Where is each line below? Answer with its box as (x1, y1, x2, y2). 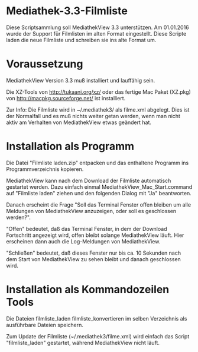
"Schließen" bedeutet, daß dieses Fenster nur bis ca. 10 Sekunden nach (6, 249, 181, 256)
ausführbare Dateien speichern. (6, 321, 84, 328)
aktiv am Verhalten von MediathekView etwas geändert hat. (6, 119, 152, 126)
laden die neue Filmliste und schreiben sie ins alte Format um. (6, 36, 157, 43)
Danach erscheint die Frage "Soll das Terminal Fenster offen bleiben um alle (6, 201, 191, 208)
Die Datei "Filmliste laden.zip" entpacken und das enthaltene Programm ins (6, 159, 189, 166)
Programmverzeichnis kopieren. (6, 165, 84, 173)
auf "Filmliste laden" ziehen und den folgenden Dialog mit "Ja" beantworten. (6, 189, 192, 196)
